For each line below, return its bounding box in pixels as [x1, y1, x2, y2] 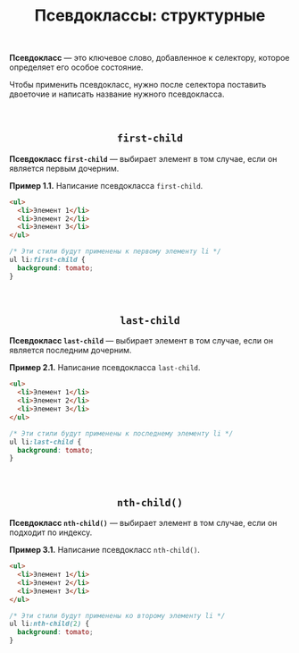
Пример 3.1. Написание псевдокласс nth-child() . [9, 545, 201, 555]
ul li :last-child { [9, 437, 82, 446]
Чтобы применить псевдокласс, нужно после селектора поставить [9, 79, 267, 89]
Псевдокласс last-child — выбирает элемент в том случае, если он [9, 335, 274, 346]
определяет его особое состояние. [9, 62, 144, 72]
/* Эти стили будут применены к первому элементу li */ [9, 247, 221, 256]
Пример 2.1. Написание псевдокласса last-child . [9, 362, 201, 373]
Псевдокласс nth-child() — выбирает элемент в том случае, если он [9, 518, 278, 529]
